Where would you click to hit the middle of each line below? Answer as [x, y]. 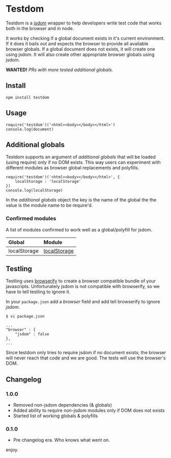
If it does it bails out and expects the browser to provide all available [77, 43]
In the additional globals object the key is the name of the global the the [81, 200]
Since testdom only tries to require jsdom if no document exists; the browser [86, 353]
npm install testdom [28, 97]
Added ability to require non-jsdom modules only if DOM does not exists [89, 411]
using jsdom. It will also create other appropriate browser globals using [80, 54]
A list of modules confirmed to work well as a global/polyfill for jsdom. [79, 230]
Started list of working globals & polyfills [55, 416]
